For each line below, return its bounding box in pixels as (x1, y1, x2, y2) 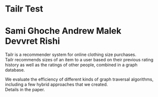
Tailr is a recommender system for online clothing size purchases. (5, 52, 137, 57)
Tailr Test (5, 3, 44, 14)
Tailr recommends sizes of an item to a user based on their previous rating (5, 57, 154, 63)
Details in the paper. (5, 87, 45, 93)
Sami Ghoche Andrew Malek (5, 26, 122, 37)
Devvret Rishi (5, 36, 60, 47)
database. (5, 67, 25, 73)
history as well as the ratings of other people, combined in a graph (5, 62, 138, 68)
